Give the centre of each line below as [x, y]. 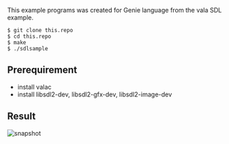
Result [22, 116]
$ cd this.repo [29, 36]
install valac [34, 87]
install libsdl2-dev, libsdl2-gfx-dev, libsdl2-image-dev [95, 94]
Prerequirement [42, 70]
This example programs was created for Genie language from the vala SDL [114, 10]
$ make [17, 43]
